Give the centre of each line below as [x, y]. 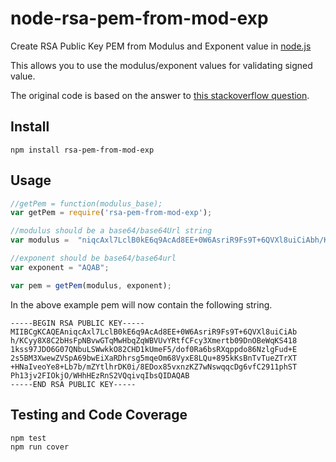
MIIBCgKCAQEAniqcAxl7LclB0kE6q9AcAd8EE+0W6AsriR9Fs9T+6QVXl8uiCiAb [154, 332]
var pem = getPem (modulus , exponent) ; [91, 285]
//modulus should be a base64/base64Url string [111, 231]
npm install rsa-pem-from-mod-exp [82, 150]
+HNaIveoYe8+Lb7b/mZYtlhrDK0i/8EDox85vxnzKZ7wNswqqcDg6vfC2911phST [154, 367]
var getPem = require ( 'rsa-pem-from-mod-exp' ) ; [111, 213]
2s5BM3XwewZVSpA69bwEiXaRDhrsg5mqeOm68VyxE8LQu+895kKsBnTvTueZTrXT [154, 358]
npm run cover [40, 447]
